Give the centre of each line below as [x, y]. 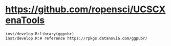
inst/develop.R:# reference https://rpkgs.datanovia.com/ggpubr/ [76, 38]
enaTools [25, 20]
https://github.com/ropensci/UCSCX [85, 9]
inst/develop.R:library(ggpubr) [40, 34]
